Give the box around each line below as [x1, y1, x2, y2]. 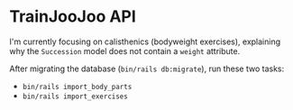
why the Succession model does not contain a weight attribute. [9, 45, 241, 56]
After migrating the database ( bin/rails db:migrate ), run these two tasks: [9, 63, 285, 74]
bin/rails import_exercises [22, 92, 128, 101]
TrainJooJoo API [9, 6, 137, 27]
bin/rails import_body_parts [22, 82, 133, 91]
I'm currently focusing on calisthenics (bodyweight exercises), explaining [9, 36, 281, 47]
